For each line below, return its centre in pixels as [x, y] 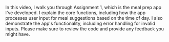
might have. [18, 34]
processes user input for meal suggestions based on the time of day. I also [84, 18]
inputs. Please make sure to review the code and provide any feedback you [85, 29]
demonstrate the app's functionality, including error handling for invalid [80, 23]
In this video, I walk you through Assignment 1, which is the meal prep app [83, 7]
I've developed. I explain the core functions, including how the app [76, 13]
